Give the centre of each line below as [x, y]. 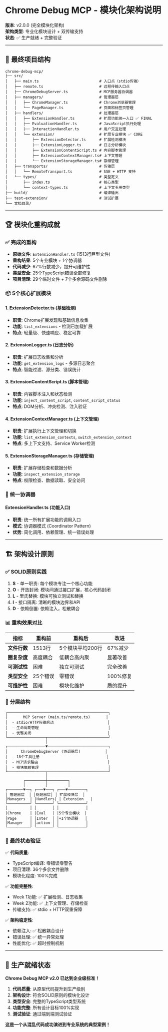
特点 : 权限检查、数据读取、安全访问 [49, 480]
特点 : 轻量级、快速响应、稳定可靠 [46, 332]
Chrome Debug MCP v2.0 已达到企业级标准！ [52, 978]
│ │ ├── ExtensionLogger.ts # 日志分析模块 [66, 145]
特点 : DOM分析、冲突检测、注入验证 [50, 406]
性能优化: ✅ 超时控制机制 [38, 943]
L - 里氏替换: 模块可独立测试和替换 [48, 596]
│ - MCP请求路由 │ [57, 762]
